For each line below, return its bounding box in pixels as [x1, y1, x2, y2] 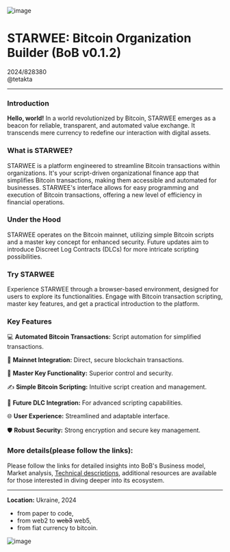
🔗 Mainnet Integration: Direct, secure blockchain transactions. [7, 356, 184, 364]
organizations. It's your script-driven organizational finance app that [7, 169, 199, 177]
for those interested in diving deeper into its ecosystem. [7, 476, 165, 484]
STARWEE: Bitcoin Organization [7, 31, 192, 46]
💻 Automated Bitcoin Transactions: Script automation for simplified [7, 333, 201, 341]
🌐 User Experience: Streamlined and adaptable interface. [7, 412, 170, 420]
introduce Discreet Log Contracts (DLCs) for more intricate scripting [7, 245, 199, 253]
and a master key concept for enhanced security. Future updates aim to [7, 237, 209, 246]
